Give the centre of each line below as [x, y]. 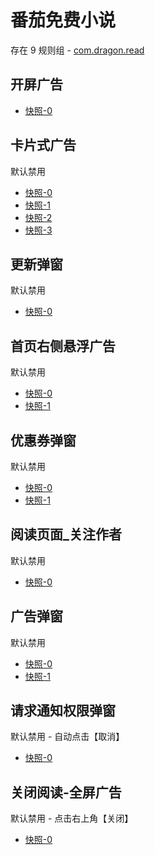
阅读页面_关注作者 [66, 534]
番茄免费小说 [63, 20]
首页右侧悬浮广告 [63, 346]
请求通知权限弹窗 [63, 711]
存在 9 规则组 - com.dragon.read [77, 50]
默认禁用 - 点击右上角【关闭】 [72, 818]
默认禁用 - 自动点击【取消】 [67, 737]
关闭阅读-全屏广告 [66, 792]
